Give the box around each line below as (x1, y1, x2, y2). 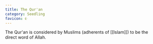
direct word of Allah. (5, 34, 46, 40)
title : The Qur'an (5, 7, 43, 12)
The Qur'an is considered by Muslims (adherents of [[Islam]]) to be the (5, 29, 149, 35)
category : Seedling (5, 12, 45, 16)
